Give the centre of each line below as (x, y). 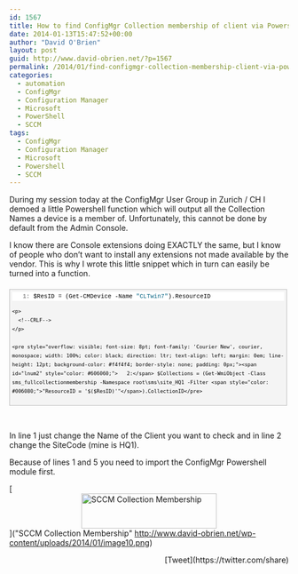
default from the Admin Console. (69, 228)
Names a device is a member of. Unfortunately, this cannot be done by (138, 219)
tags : (19, 133)
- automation (41, 84)
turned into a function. (50, 274)
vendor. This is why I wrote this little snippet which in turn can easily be (140, 264)
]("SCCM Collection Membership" (71, 533)
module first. (32, 472)
